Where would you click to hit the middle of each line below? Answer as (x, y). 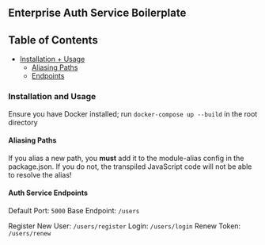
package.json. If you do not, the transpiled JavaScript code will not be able (130, 167)
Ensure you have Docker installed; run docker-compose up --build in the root (133, 113)
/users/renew (30, 233)
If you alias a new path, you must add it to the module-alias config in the (126, 158)
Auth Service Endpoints (48, 193)
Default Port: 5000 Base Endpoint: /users (74, 210)
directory (23, 122)
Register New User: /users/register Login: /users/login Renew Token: (125, 226)
